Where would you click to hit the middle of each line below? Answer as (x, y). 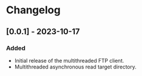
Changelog (33, 10)
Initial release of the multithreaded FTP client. (69, 60)
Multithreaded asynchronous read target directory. (75, 67)
